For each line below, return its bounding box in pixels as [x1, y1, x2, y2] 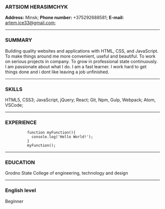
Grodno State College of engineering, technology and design [5, 170, 129, 176]
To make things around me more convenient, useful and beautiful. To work [5, 53, 156, 59]
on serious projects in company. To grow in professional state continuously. [5, 58, 158, 64]
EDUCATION [5, 159, 35, 166]
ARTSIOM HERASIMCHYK [5, 3, 68, 10]
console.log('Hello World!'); [31, 134, 93, 140]
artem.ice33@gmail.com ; [5, 20, 56, 26]
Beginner [5, 198, 24, 204]
